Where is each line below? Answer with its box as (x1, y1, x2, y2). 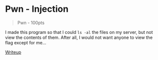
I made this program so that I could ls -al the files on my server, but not (5, 29, 153, 35)
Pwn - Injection (5, 3, 69, 15)
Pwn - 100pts (17, 20, 45, 26)
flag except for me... (5, 39, 47, 45)
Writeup (5, 49, 21, 55)
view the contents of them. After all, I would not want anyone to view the (5, 34, 153, 40)
